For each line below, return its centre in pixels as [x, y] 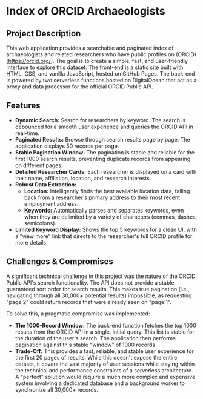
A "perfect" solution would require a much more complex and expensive [105, 377]
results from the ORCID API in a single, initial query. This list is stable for [105, 332]
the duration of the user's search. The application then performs [95, 338]
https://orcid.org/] [31, 61]
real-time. [27, 133]
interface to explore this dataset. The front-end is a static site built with [95, 67]
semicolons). [40, 223]
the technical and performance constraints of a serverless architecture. [104, 370]
